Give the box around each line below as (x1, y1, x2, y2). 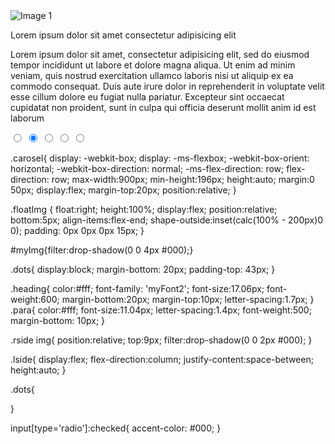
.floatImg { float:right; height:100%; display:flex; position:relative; (10, 204, 278, 215)
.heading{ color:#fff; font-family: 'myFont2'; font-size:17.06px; (10, 283, 265, 294)
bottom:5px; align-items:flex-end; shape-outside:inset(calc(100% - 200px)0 (10, 214, 324, 226)
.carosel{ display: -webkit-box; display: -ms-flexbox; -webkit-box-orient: (10, 152, 310, 164)
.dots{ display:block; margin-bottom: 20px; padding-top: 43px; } (10, 264, 276, 275)
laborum (10, 112, 45, 124)
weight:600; (10, 294, 60, 305)
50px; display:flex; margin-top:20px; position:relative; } (10, 184, 237, 196)
